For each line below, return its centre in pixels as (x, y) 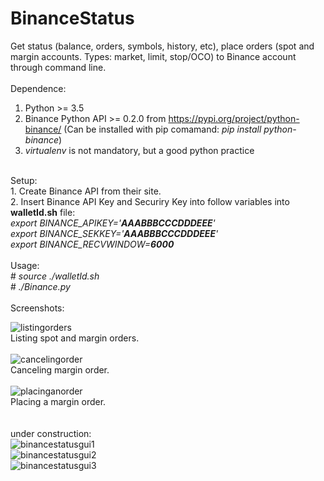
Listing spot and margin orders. (75, 338)
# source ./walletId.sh (55, 276)
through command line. (58, 67)
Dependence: (38, 88)
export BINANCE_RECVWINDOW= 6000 (92, 244)
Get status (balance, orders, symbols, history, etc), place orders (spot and (162, 46)
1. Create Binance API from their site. (86, 191)
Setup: (24, 180)
